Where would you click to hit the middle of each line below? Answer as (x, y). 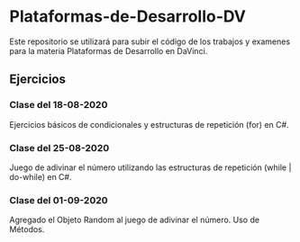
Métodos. (27, 229)
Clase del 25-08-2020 (59, 148)
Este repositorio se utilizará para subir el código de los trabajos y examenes (150, 41)
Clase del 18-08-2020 (59, 105)
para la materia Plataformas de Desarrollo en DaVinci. (109, 50)
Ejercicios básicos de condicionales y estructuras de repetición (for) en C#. (150, 124)
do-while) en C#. (41, 176)
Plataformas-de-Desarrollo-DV (127, 17)
